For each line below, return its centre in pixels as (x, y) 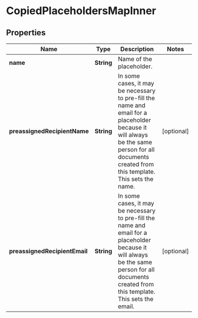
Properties (26, 33)
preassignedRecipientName (49, 131)
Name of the (135, 59)
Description (137, 49)
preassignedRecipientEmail (48, 251)
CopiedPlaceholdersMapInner (81, 11)
